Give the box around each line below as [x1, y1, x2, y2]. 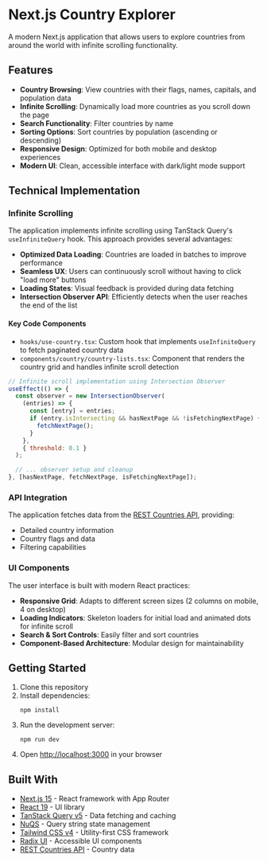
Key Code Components [8, 319, 87, 328]
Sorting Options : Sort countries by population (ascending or [19, 127, 219, 136]
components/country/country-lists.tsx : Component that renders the [19, 353, 245, 363]
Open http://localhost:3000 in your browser [19, 750, 163, 759]
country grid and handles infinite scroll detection [19, 362, 179, 371]
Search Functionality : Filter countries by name [19, 118, 173, 128]
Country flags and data [19, 534, 95, 543]
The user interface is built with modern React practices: [8, 580, 191, 590]
